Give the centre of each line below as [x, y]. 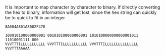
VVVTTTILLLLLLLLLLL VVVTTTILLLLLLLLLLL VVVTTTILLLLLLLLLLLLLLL [72, 44]
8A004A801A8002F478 [25, 27]
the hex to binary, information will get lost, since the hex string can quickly [81, 12]
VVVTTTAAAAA [17, 49]
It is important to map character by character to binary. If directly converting [83, 7]
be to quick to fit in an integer [35, 18]
